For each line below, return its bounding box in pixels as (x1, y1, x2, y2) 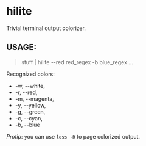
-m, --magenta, (15, 95, 55, 102)
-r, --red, (15, 89, 38, 96)
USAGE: (6, 42, 37, 53)
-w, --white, (15, 82, 46, 89)
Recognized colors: (6, 70, 55, 78)
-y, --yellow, (15, 101, 46, 109)
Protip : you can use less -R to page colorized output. (6, 133, 141, 140)
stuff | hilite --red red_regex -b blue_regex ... (21, 58, 134, 65)
